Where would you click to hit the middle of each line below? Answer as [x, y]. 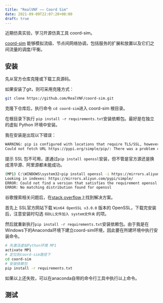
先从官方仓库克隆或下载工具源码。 [39, 79]
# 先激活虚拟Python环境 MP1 [31, 246]
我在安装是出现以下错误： [31, 135]
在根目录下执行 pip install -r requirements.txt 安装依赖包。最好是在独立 [80, 119]
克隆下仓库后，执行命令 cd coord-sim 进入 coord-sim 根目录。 [66, 108]
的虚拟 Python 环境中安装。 [33, 125]
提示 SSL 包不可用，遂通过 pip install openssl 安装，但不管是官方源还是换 [80, 159]
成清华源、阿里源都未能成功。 [35, 165]
